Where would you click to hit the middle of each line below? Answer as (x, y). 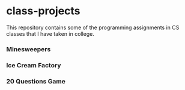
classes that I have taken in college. (50, 33)
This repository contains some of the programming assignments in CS (93, 27)
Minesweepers (29, 49)
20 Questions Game (36, 81)
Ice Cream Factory (34, 65)
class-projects (43, 11)
